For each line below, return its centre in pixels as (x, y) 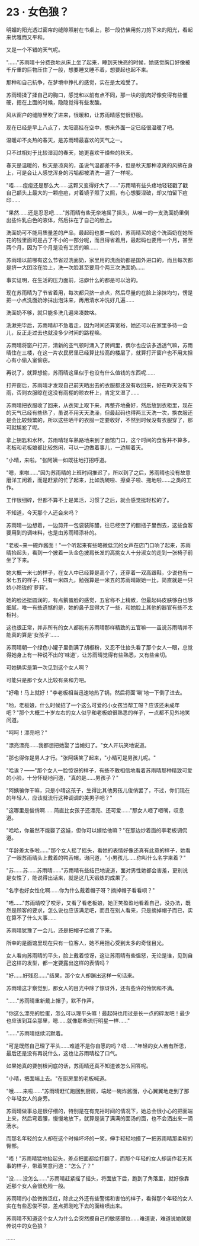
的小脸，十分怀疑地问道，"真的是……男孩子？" (62, 777)
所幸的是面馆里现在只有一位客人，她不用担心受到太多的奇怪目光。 (86, 943)
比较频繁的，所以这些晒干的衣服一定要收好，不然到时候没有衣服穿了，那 (105, 420)
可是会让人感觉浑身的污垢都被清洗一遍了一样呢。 (76, 172)
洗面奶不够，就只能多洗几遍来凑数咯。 (53, 312)
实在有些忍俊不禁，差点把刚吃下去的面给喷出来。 (66, 1206)
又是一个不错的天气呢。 (35, 49)
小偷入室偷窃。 (35, 360)
